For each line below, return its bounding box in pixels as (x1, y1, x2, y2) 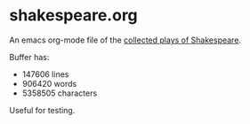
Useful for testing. (9, 105, 76, 115)
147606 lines (21, 68, 69, 80)
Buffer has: (9, 51, 50, 62)
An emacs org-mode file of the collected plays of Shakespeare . (9, 35, 242, 45)
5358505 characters (21, 88, 98, 98)
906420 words (21, 78, 77, 89)
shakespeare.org (9, 5, 138, 26)
